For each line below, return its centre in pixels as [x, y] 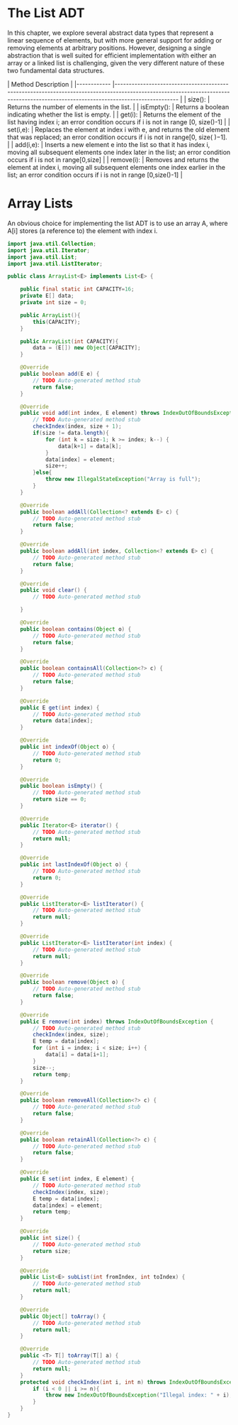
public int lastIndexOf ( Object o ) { [74, 865]
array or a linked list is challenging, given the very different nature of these [116, 63]
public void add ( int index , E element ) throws [90, 413]
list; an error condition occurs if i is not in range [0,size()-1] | [95, 175]
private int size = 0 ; [53, 303]
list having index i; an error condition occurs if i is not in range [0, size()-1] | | [119, 121]
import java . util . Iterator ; [49, 250]
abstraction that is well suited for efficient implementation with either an [112, 55]
